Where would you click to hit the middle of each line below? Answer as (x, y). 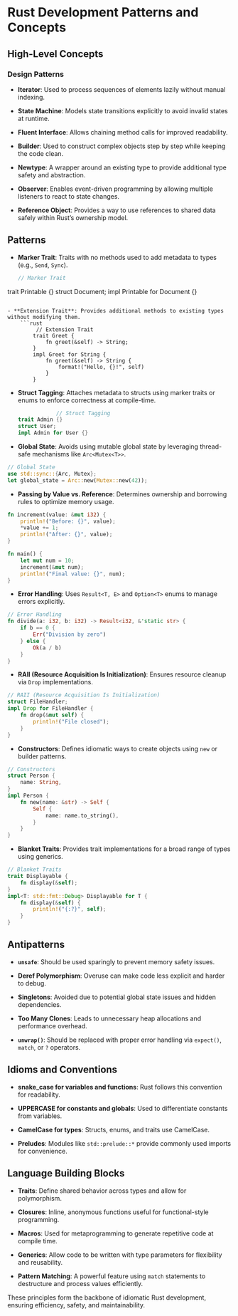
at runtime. (33, 118)
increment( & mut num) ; (52, 567)
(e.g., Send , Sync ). (43, 265)
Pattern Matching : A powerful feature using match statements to (112, 1276)
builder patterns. (42, 756)
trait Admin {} (40, 420)
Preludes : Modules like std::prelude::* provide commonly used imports (124, 1143)
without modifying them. (44, 317)
